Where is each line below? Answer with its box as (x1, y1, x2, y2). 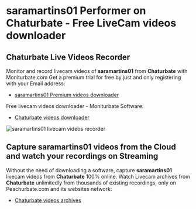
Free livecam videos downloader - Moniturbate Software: (6, 103, 144, 109)
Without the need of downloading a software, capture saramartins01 (6, 166, 173, 173)
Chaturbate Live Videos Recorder (6, 52, 130, 62)
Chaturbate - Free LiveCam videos (6, 16, 177, 30)
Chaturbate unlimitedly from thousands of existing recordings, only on (6, 179, 177, 186)
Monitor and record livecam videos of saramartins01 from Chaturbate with (6, 68, 188, 74)
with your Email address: (6, 80, 66, 87)
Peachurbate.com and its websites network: (6, 185, 112, 192)
